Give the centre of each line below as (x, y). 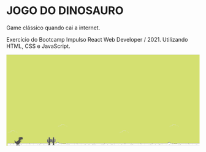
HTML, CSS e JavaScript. (38, 46)
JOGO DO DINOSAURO (65, 11)
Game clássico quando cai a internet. (53, 28)
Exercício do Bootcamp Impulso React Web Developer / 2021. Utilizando (97, 39)
